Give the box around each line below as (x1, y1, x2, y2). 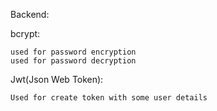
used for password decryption (10, 56, 137, 66)
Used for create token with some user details (10, 93, 208, 103)
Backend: (10, 9, 50, 20)
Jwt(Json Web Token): (10, 74, 104, 85)
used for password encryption (10, 47, 137, 57)
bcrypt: (10, 28, 41, 39)
